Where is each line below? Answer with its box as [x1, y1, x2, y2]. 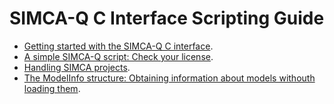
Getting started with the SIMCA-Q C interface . [23, 40, 214, 52]
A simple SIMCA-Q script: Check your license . [23, 50, 214, 62]
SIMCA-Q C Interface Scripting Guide [9, 7, 325, 30]
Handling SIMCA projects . [23, 61, 131, 73]
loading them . [23, 82, 81, 94]
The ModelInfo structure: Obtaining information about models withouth [23, 72, 316, 84]
